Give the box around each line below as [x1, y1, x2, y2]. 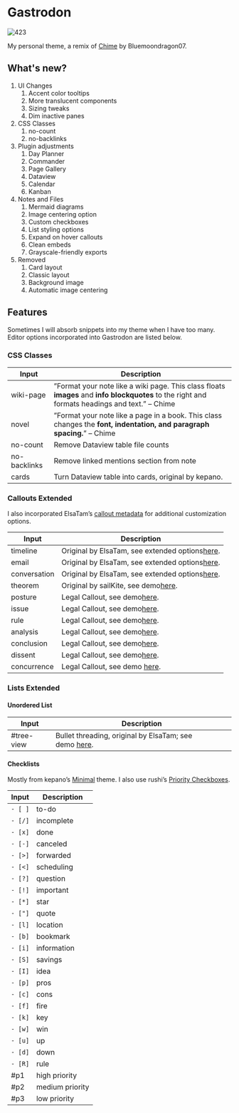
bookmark [36, 931, 70, 941]
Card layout [28, 263, 63, 271]
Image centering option [28, 209, 97, 218]
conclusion [11, 638, 48, 648]
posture [11, 592, 37, 602]
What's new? [7, 62, 68, 75]
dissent [11, 650, 36, 660]
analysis [11, 627, 39, 637]
